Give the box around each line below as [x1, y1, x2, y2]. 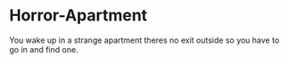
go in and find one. [9, 44, 78, 54]
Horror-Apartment [9, 5, 148, 26]
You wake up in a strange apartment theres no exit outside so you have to [9, 35, 280, 45]
